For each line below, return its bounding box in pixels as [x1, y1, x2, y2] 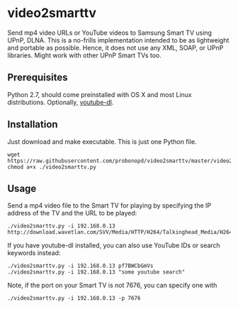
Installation [7, 118, 58, 130]
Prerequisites [7, 72, 68, 84]
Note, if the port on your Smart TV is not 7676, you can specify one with [7, 281, 217, 290]
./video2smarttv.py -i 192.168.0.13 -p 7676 [7, 295, 141, 302]
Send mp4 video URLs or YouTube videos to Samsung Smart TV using [7, 28, 212, 37]
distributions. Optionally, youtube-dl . [7, 98, 114, 106]
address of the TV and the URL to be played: [7, 209, 137, 218]
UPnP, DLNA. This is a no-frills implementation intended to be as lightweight [7, 35, 229, 44]
